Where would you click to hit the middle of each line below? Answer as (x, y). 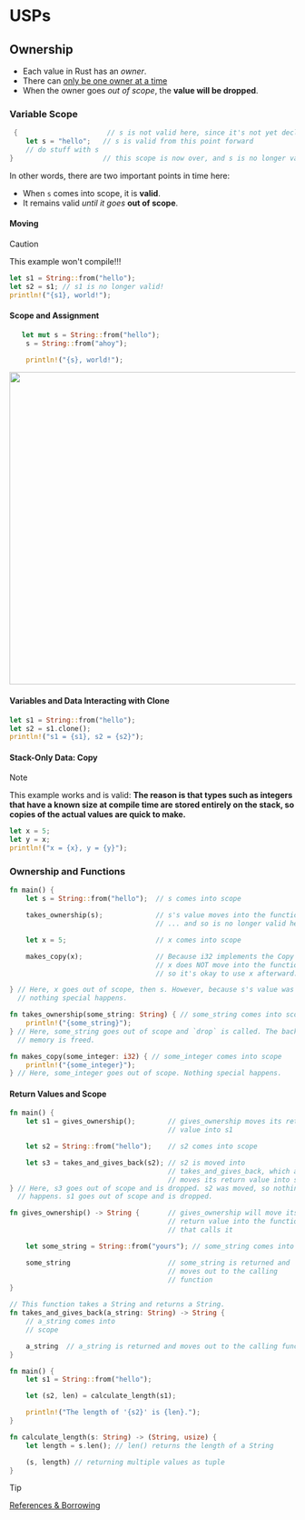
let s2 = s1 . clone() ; (50, 728)
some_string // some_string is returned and (158, 1263)
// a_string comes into (71, 1322)
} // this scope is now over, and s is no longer (148, 158)
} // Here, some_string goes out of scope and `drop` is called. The (144, 1031)
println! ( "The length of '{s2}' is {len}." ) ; (113, 1413)
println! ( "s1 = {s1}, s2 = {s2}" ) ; (77, 737)
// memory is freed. (56, 1040)
